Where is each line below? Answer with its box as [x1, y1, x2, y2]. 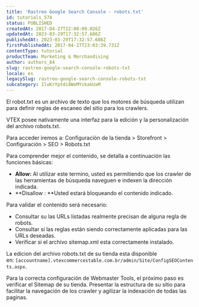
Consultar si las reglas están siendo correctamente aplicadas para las [14, 226, 188, 232]
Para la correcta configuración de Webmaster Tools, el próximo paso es [6, 274, 184, 282]
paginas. [6, 294, 28, 301]
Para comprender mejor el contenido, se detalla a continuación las [6, 152, 171, 160]
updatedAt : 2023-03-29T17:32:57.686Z [6, 31, 101, 37]
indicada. [14, 183, 38, 190]
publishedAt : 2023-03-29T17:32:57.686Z [6, 37, 106, 43]
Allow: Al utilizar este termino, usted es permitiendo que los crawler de [14, 170, 191, 178]
